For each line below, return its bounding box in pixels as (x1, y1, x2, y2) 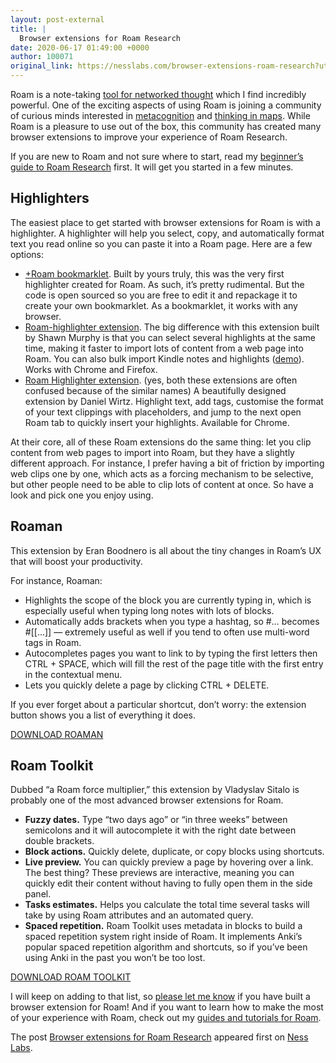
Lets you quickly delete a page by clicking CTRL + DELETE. (24, 679, 270, 691)
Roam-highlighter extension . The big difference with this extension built (24, 321, 320, 333)
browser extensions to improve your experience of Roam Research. (10, 131, 288, 143)
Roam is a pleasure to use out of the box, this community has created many (10, 121, 322, 132)
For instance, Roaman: (10, 574, 103, 586)
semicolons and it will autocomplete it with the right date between (24, 824, 297, 836)
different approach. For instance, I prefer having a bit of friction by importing (10, 457, 325, 469)
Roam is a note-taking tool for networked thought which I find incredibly (10, 89, 307, 100)
